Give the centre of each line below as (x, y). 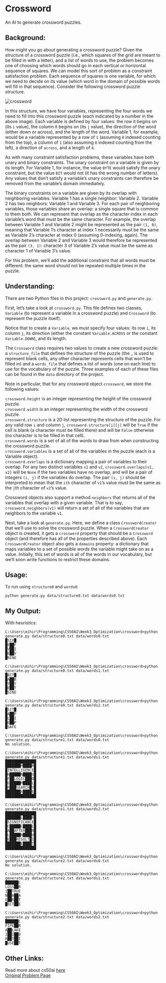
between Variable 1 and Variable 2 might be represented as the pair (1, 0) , (82, 224)
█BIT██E (13, 904)
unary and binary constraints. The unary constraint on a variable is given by (82, 162)
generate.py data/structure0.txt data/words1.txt (57, 671)
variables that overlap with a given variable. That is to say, (64, 502)
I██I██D (13, 935)
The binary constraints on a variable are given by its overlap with (71, 193)
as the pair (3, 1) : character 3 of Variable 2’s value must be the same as (79, 246)
